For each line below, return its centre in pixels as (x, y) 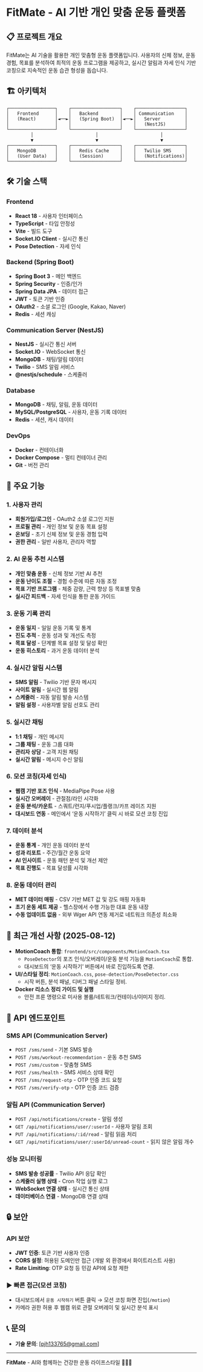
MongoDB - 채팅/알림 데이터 (49, 359)
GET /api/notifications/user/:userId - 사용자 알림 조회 (84, 1127)
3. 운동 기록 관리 (29, 613)
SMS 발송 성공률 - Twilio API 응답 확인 (61, 1173)
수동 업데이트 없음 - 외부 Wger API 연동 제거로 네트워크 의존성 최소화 (96, 914)
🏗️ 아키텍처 (27, 91)
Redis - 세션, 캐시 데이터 (44, 420)
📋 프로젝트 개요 (34, 37)
